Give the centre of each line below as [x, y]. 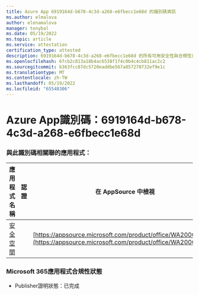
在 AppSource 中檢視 [125, 192]
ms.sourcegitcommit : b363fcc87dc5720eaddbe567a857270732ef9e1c [86, 67]
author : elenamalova [32, 23]
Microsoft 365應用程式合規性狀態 [54, 272]
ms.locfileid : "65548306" [38, 89]
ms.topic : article [29, 39]
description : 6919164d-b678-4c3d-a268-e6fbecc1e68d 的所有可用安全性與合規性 [99, 56]
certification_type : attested [44, 50]
